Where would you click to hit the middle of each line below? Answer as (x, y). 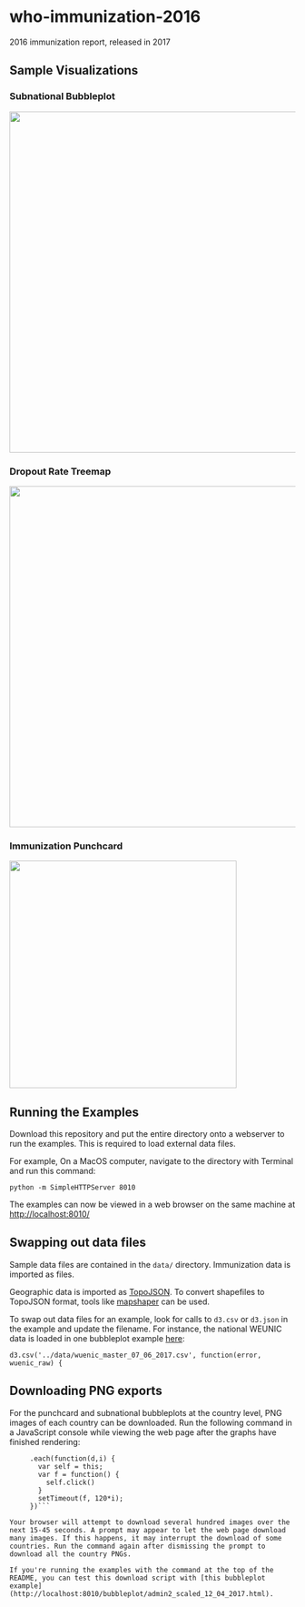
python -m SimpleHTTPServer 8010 (73, 1188)
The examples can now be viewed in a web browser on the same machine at (152, 1205)
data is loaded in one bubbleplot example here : (97, 1338)
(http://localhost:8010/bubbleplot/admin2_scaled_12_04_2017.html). (142, 1593)
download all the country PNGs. (70, 1554)
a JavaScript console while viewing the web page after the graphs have (143, 1432)
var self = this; (70, 1466)
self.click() (70, 1482)
